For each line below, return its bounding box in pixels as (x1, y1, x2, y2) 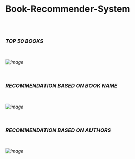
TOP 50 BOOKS (5, 37, 44, 44)
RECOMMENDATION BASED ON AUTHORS (5, 127, 111, 134)
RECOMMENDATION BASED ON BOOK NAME (5, 82, 118, 89)
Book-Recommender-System (5, 3, 130, 15)
